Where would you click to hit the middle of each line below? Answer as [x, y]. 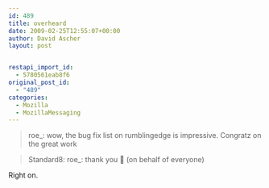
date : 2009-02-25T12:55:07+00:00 [64, 31]
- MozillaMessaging [48, 113]
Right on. [23, 175]
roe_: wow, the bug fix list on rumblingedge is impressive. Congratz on [145, 136]
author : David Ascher [45, 38]
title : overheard [37, 23]
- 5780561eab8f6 [43, 75]
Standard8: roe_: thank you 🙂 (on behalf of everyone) [116, 160]
